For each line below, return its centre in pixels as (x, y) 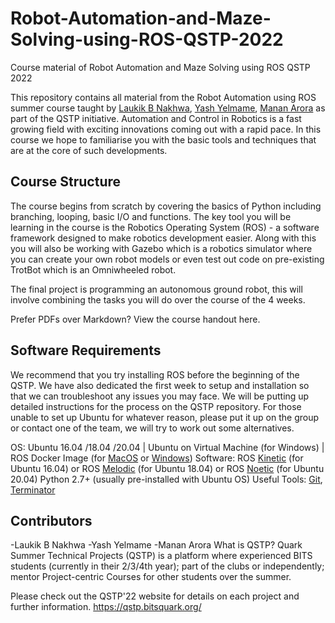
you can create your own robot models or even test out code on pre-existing (167, 259)
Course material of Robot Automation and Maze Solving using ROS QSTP (160, 67)
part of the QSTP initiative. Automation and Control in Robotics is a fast (156, 118)
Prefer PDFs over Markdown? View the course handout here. (135, 319)
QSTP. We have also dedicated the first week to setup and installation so (160, 385)
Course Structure (66, 182)
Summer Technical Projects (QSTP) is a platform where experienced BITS (161, 556)
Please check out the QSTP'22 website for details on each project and (155, 596)
